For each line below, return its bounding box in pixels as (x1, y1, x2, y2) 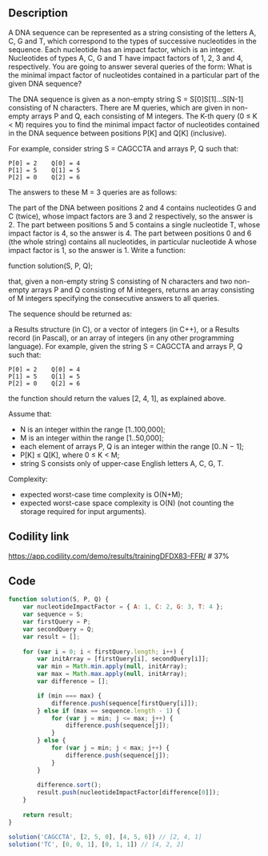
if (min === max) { (37, 692, 102, 700)
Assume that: (8, 408, 52, 419)
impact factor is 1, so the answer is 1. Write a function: (8, 245, 186, 255)
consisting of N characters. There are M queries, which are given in (8, 102, 230, 112)
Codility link (8, 530, 70, 544)
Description (8, 6, 68, 20)
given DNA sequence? (8, 78, 82, 88)
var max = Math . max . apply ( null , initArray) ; (37, 670, 188, 678)
